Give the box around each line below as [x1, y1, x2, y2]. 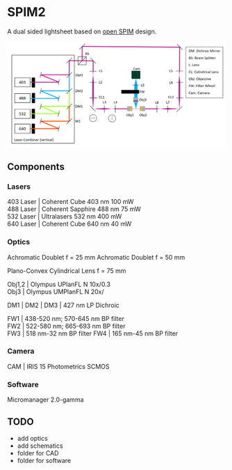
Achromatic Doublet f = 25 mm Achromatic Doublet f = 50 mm [7, 253, 185, 261]
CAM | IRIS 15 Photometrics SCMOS [7, 362, 110, 370]
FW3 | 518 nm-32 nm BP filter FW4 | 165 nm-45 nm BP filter [7, 329, 179, 338]
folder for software [17, 456, 72, 464]
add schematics [17, 441, 64, 450]
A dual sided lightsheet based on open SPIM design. [7, 27, 157, 36]
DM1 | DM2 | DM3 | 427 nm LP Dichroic [7, 301, 120, 309]
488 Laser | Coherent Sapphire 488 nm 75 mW [7, 205, 141, 213]
